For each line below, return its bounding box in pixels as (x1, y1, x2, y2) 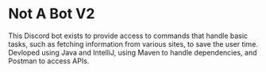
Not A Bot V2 (8, 5, 95, 23)
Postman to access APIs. (8, 56, 90, 66)
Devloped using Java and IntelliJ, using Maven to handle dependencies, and (8, 47, 257, 57)
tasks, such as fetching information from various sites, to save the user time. (8, 39, 258, 48)
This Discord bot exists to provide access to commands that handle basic (8, 31, 249, 40)
